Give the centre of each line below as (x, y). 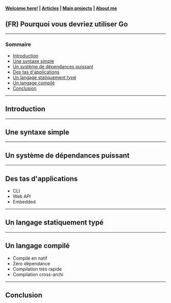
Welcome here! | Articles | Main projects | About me (61, 8)
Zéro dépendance (31, 263)
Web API (22, 196)
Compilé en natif (30, 258)
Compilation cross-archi (38, 274)
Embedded (24, 201)
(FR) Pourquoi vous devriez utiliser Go (67, 24)
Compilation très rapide (37, 269)
